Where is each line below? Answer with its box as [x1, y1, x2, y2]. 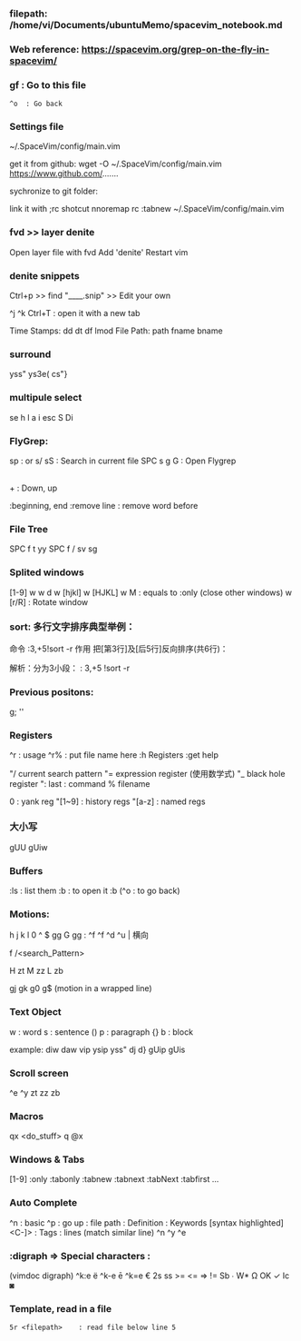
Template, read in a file [9, 1303, 112, 1315]
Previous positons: [9, 685, 94, 698]
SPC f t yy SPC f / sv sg [9, 543, 98, 554]
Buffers [9, 864, 44, 877]
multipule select [9, 392, 83, 404]
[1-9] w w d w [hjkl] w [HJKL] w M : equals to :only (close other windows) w [9, 587, 293, 598]
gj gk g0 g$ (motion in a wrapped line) [9, 983, 152, 994]
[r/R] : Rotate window [9, 596, 89, 607]
